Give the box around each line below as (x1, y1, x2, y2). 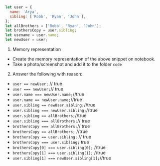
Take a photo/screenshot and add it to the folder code (12, 61, 122, 67)
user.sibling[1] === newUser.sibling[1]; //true (12, 155, 111, 161)
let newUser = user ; (5, 37, 48, 42)
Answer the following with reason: (12, 71, 83, 77)
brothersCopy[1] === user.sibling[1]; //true (12, 150, 106, 155)
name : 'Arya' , (9, 9, 39, 14)
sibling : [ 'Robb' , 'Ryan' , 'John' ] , (9, 14, 86, 19)
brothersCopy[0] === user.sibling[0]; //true (12, 144, 106, 150)
